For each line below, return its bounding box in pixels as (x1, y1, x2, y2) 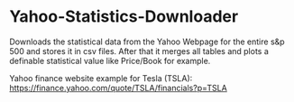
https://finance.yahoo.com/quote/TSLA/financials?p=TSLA (9, 82, 227, 93)
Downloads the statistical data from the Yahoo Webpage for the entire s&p (9, 36, 286, 47)
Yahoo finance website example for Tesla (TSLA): (9, 72, 193, 83)
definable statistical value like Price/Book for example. (9, 55, 211, 66)
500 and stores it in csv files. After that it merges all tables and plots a (9, 45, 269, 56)
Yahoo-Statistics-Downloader (9, 6, 239, 27)
